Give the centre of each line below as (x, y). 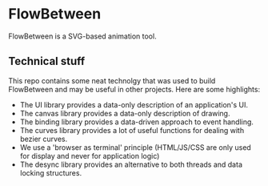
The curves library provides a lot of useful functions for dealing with (132, 130)
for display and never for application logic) (90, 156)
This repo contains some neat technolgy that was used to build (112, 80)
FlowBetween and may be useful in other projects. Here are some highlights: (134, 89)
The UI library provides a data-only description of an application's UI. (134, 104)
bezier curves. (44, 139)
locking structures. (51, 172)
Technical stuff (47, 61)
